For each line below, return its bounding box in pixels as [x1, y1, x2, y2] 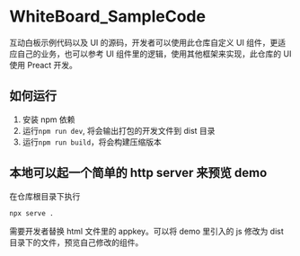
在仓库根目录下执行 [9, 190, 81, 201]
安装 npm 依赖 [22, 114, 75, 125]
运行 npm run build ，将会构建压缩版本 [22, 137, 162, 147]
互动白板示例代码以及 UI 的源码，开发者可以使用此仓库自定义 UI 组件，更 [9, 37, 278, 48]
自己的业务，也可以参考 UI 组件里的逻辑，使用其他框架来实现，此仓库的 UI [16, 48, 292, 59]
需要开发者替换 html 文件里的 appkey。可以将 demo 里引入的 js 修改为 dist [9, 226, 285, 237]
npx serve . [9, 208, 54, 217]
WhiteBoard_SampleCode [9, 6, 207, 27]
